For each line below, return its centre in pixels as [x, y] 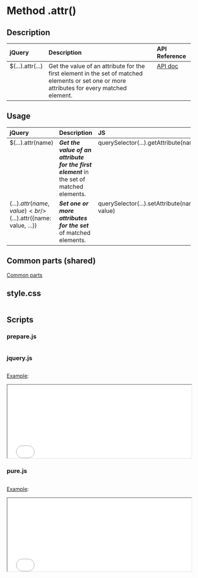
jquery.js [20, 358]
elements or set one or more [87, 81]
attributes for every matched [88, 88]
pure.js [17, 471]
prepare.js [22, 336]
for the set [74, 225]
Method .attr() [41, 11]
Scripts [20, 320]
